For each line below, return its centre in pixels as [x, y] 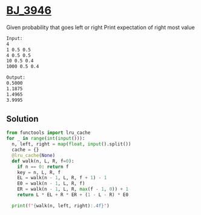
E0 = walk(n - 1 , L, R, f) [51, 184]
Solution [22, 119]
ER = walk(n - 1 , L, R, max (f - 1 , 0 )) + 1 [73, 189]
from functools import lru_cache [48, 133]
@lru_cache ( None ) [34, 155]
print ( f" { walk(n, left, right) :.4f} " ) [61, 206]
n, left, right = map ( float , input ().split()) [71, 144]
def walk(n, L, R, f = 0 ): [43, 161]
